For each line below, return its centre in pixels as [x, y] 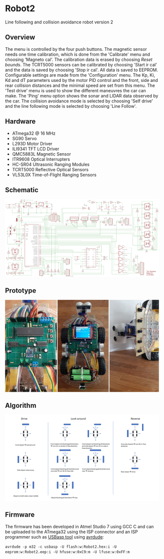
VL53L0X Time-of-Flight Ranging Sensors [54, 175]
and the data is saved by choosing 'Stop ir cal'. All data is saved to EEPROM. [82, 70]
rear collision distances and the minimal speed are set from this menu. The [80, 85]
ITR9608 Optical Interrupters [41, 159]
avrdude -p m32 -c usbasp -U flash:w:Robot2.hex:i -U [61, 547]
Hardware [20, 122]
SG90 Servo [24, 138]
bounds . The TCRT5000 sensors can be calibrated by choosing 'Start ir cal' [81, 64]
